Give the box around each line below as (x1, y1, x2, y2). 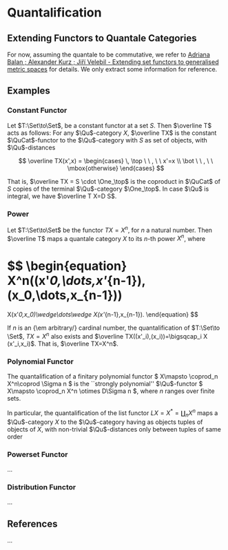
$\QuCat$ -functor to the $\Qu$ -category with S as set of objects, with (7, 136, 208, 144)
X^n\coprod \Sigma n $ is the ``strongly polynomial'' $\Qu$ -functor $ (7, 380, 203, 388)
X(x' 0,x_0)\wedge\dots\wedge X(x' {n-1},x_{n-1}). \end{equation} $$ (7, 310, 198, 319)
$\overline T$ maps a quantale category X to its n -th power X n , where (7, 233, 205, 242)
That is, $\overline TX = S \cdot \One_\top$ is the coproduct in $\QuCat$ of (7, 177, 221, 185)
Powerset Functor (7, 449, 68, 459)
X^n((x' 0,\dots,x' (7, 273, 107, 288)
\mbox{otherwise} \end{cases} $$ (67, 164, 165, 172)
